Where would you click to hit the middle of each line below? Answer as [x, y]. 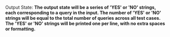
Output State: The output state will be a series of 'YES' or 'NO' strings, [81, 7]
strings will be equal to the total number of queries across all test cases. [83, 18]
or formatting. [20, 29]
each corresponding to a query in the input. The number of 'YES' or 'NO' [83, 13]
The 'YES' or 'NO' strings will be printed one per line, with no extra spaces [85, 23]
